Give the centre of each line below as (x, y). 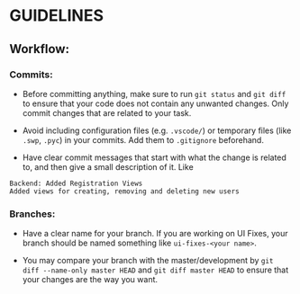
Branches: (32, 214)
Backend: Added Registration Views (76, 183)
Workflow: (40, 49)
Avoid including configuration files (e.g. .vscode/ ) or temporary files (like (157, 130)
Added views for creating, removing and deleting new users (125, 191)
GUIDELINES (56, 16)
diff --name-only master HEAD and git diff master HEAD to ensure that (155, 270)
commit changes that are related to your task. (107, 112)
